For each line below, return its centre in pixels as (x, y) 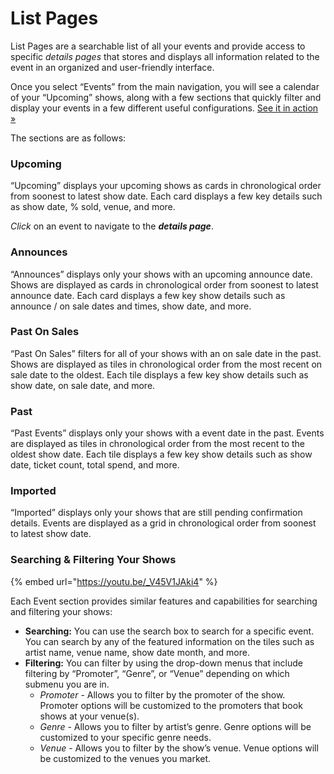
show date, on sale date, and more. (83, 385)
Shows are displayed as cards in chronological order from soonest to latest (164, 284)
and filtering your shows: (61, 611)
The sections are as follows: (68, 138)
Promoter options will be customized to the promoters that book (171, 705)
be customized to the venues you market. (125, 758)
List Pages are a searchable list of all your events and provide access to (158, 46)
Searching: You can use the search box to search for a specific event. (169, 631)
